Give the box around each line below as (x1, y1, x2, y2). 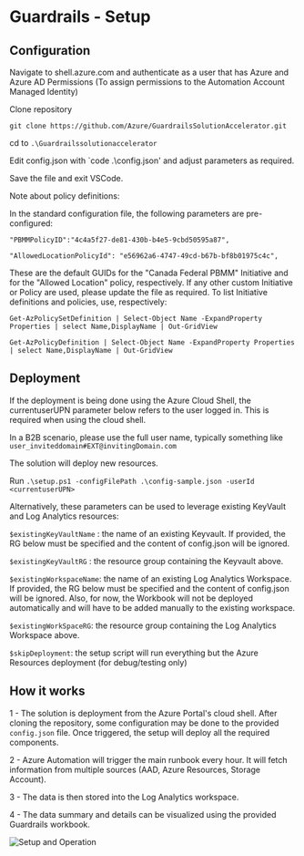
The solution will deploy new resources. (9, 458, 159, 469)
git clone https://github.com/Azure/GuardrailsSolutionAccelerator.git (9, 121, 287, 130)
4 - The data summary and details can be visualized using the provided (9, 809, 277, 820)
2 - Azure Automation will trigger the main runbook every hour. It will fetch (9, 754, 289, 765)
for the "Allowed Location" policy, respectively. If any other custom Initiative (9, 277, 293, 288)
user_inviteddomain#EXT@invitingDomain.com (9, 441, 177, 450)
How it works (9, 684, 86, 699)
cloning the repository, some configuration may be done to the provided (9, 717, 279, 728)
